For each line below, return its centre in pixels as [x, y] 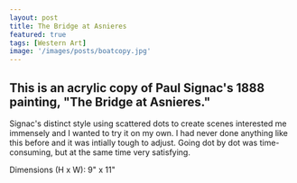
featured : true [38, 34]
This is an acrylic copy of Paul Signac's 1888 [137, 88]
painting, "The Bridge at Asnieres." [110, 101]
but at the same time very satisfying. [123, 152]
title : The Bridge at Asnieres [68, 26]
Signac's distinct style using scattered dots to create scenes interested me [148, 124]
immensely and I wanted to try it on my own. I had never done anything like [149, 133]
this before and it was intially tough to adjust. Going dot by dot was [134, 142]
